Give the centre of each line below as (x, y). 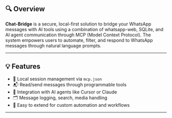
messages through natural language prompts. (53, 45)
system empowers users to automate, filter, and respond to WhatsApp (79, 40)
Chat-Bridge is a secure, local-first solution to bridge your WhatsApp (78, 24)
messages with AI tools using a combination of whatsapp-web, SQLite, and (84, 29)
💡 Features (23, 67)
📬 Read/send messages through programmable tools (70, 84)
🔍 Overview (25, 9)
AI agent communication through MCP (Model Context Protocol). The (78, 35)
